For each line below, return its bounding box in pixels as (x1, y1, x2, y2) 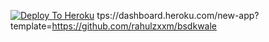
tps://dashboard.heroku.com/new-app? (96, 10, 260, 21)
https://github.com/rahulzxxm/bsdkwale (51, 20, 217, 32)
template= (10, 20, 53, 32)
